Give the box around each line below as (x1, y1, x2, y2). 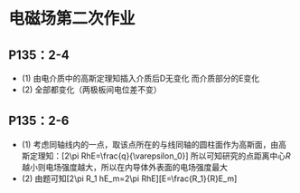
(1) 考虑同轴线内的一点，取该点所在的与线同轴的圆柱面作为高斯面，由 (21, 139, 279, 150)
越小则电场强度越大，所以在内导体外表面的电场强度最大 (21, 161, 228, 172)
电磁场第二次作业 (8, 8, 136, 29)
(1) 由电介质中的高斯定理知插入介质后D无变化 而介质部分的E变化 (21, 73, 260, 83)
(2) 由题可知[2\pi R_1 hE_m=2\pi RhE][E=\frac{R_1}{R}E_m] (21, 173, 238, 184)
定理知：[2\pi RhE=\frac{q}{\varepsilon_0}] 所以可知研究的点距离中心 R (29, 150, 291, 161)
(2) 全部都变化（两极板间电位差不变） (21, 84, 162, 95)
